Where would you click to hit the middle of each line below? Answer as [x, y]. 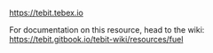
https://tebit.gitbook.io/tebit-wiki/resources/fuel [96, 39]
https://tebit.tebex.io [47, 13]
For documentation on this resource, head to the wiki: [107, 30]
